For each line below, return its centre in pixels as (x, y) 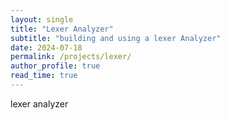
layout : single (42, 19)
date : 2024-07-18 (46, 47)
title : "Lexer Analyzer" (62, 29)
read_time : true (44, 76)
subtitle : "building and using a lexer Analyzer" (116, 38)
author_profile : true (55, 66)
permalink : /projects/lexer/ (71, 57)
